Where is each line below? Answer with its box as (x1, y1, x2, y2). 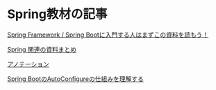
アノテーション (7, 60, 50, 68)
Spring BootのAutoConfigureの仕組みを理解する (7, 74, 144, 83)
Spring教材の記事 (7, 6, 108, 22)
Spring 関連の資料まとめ (7, 45, 77, 53)
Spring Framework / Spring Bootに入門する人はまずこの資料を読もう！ (7, 30, 209, 39)
